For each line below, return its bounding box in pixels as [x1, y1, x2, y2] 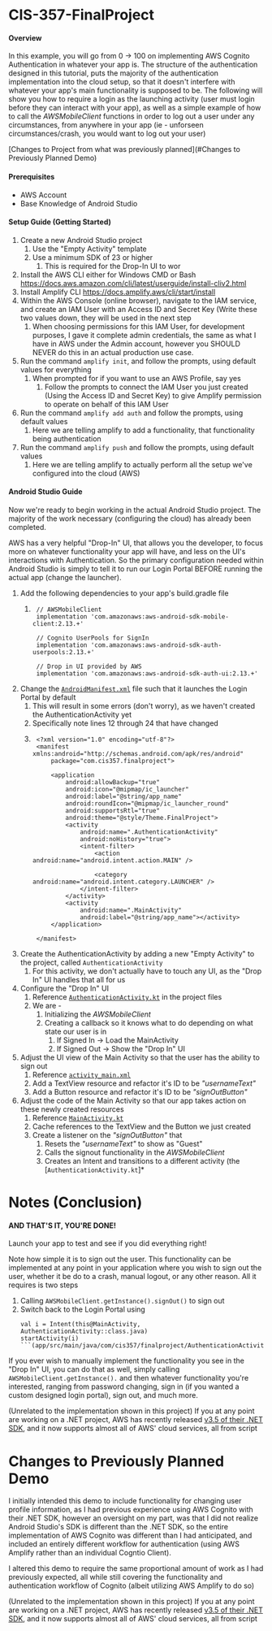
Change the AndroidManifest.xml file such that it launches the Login [19, 684, 248, 693]
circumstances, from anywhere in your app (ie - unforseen [8, 120, 205, 130]
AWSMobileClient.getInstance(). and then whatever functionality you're [8, 1373, 249, 1383]
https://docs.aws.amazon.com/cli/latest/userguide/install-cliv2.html [19, 278, 247, 288]
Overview [8, 33, 42, 42]
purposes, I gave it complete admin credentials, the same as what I [32, 330, 257, 340]
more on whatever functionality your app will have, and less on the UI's [8, 547, 246, 556]
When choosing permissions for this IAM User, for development [32, 321, 245, 331]
